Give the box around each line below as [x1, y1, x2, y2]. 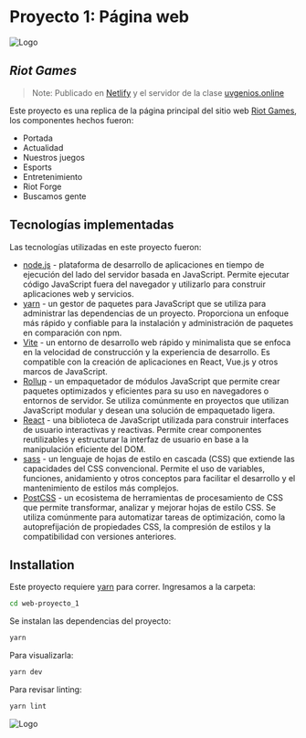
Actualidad [22, 142, 64, 153]
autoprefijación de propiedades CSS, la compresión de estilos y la [22, 521, 271, 532]
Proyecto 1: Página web [9, 6, 190, 27]
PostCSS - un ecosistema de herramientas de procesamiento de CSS [22, 491, 283, 503]
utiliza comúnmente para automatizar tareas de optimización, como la [22, 511, 286, 522]
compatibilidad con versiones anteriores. [22, 531, 176, 542]
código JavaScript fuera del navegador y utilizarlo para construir [22, 279, 267, 290]
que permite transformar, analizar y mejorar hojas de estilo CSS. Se [22, 501, 277, 512]
